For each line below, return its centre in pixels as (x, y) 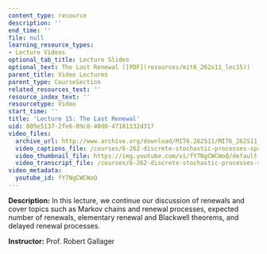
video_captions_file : (51, 148)
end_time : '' (30, 30)
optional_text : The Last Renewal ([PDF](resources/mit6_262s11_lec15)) (129, 67)
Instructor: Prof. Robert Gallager (62, 241)
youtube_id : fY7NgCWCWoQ (56, 178)
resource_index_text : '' (49, 97)
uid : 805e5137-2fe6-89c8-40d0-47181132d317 (81, 126)
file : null (26, 38)
